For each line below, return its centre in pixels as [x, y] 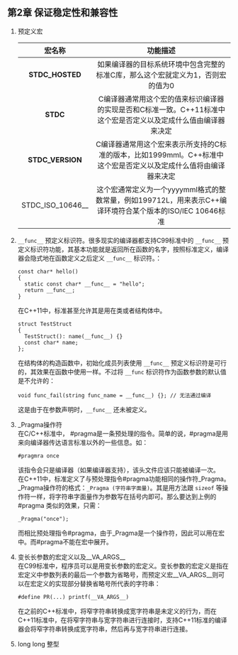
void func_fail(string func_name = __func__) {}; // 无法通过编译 [114, 395]
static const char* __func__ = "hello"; [85, 284]
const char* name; [51, 342]
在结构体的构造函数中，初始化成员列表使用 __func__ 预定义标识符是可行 [122, 363]
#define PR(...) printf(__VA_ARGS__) [73, 597]
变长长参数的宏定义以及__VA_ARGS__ [72, 557]
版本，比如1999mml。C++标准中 [169, 155]
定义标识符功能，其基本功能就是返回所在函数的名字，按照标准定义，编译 [123, 249]
